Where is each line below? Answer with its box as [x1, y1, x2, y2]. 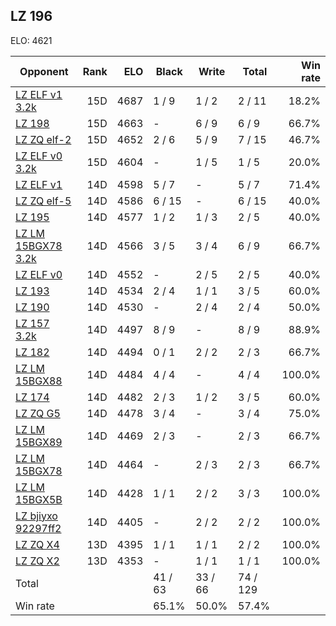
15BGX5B [15, 492, 63, 506]
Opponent [19, 64, 69, 78]
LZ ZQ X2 [15, 554, 60, 568]
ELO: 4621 [10, 34, 53, 46]
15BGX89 [15, 435, 63, 449]
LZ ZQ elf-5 [15, 194, 72, 208]
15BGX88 [15, 374, 63, 388]
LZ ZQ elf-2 [15, 132, 72, 146]
